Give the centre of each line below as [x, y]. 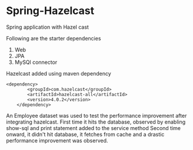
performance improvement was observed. [57, 140]
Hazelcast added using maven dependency [59, 73]
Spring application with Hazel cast [48, 27]
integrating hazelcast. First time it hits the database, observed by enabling [96, 122]
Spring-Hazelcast [50, 11]
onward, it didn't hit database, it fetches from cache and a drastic [85, 134]
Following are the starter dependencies [54, 38]
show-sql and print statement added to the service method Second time [94, 128]
